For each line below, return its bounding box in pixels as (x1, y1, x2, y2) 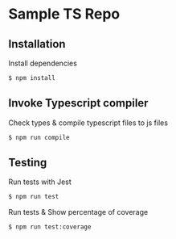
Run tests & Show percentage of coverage (8, 208, 149, 217)
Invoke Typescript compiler (8, 96, 149, 110)
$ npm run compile (8, 133, 70, 141)
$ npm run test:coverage (8, 223, 92, 231)
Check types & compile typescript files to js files (8, 118, 169, 128)
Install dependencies (8, 58, 78, 68)
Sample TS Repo (8, 5, 121, 23)
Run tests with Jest (8, 177, 72, 187)
